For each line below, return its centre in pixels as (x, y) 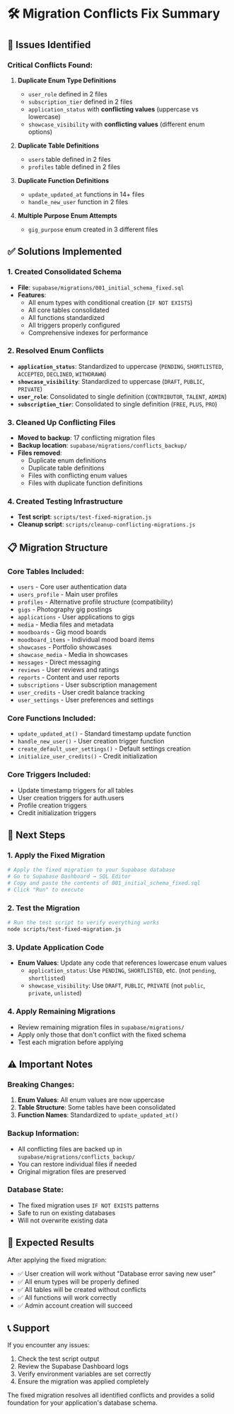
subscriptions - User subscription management (87, 685)
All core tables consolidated (69, 310)
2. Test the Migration (43, 907)
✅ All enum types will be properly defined (78, 1281)
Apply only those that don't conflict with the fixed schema (101, 1034)
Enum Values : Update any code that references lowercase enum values (122, 963)
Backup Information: (43, 1134)
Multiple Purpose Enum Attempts (68, 215)
